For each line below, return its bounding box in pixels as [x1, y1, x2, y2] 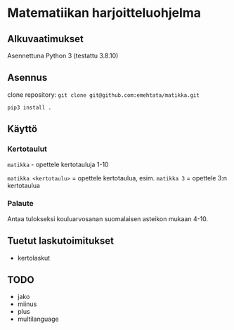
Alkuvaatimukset [7, 33, 84, 45]
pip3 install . [7, 104, 52, 111]
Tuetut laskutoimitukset [7, 235, 115, 247]
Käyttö [7, 123, 37, 135]
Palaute [7, 199, 34, 209]
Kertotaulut [7, 144, 48, 154]
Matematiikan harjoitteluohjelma [7, 5, 202, 21]
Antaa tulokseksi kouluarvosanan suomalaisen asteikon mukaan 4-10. [7, 214, 209, 223]
